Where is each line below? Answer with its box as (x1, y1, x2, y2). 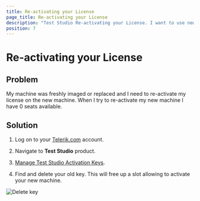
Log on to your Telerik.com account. (14, 136, 104, 143)
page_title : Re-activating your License (6, 14, 108, 20)
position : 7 (6, 25, 36, 32)
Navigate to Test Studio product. (14, 147, 96, 155)
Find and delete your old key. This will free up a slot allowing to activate (14, 171, 190, 178)
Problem (6, 74, 39, 84)
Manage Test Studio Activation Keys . (14, 159, 105, 167)
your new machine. (14, 177, 62, 184)
